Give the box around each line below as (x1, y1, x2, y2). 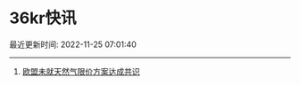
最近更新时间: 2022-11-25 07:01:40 (9, 39, 137, 50)
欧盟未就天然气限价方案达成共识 (21, 66, 140, 76)
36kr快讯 (9, 8, 77, 28)
